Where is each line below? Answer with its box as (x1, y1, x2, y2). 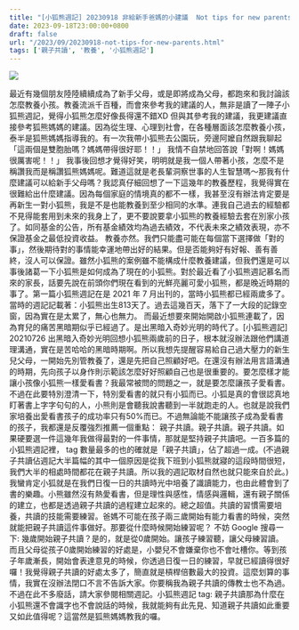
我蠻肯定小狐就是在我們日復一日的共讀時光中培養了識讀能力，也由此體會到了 (9, 478, 290, 489)
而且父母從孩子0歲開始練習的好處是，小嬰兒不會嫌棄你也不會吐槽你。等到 (9, 545, 279, 555)
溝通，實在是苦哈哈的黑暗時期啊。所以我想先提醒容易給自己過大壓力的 (16, 344, 274, 355)
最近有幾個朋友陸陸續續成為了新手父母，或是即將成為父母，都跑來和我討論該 (9, 88, 290, 99)
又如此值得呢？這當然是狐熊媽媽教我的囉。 (9, 611, 166, 622)
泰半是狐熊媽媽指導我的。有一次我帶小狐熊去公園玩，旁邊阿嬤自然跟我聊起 (9, 133, 282, 143)
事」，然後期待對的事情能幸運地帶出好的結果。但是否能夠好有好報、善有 (9, 244, 271, 254)
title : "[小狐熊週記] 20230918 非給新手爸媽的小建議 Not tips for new (9, 12, 261, 22)
